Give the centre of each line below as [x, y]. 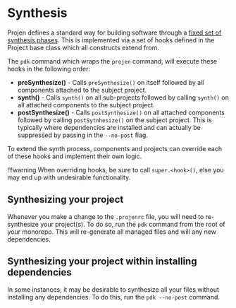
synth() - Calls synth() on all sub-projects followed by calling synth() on [123, 97]
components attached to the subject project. [82, 90]
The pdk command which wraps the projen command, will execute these [112, 61]
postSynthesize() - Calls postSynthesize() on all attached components [121, 112]
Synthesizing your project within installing [102, 262]
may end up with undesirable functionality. [69, 177]
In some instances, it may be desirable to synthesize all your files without [113, 289]
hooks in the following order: [49, 69]
